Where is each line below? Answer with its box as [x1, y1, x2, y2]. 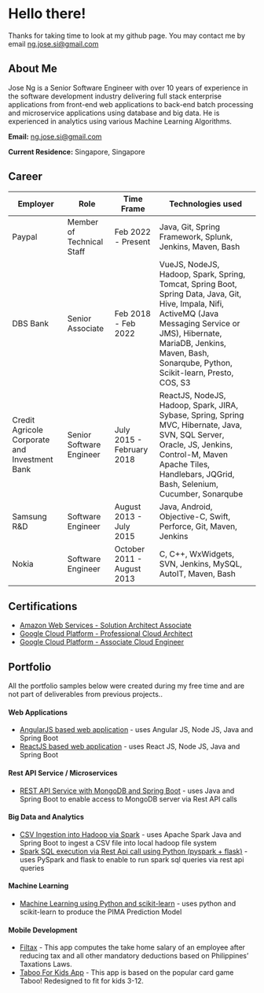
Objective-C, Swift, [159, 511, 231, 522]
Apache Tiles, [159, 459, 211, 470]
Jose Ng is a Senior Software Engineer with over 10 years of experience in [8, 83, 248, 92]
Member [67, 216, 99, 227]
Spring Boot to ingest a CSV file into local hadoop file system [19, 838, 218, 847]
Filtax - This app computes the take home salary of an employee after [19, 943, 246, 952]
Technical [67, 236, 104, 247]
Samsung [12, 511, 47, 522]
